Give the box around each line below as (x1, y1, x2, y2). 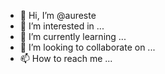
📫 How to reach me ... (19, 53, 113, 64)
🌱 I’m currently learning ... (19, 31, 127, 42)
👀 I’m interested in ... (19, 20, 105, 32)
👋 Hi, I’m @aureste (19, 10, 97, 21)
